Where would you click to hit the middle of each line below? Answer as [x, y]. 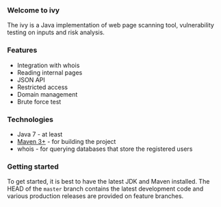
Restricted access [42, 87]
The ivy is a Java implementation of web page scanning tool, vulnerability [110, 25]
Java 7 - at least [40, 134]
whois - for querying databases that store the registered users [105, 149]
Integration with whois [48, 65]
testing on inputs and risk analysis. [56, 32]
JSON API [31, 80]
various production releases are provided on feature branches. [95, 196]
